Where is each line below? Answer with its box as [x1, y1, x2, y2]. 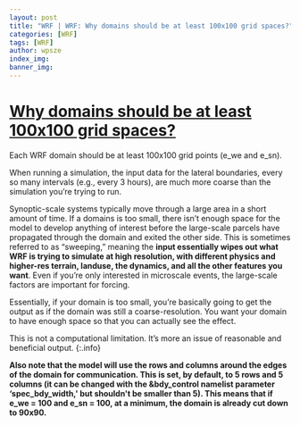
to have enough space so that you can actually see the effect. [9, 315, 237, 326]
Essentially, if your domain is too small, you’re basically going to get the [9, 296, 272, 307]
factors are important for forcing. [9, 279, 130, 290]
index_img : [9, 54, 50, 63]
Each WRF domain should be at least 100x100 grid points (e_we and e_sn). [9, 149, 283, 161]
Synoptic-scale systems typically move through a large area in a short [9, 203, 267, 214]
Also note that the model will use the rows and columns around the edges [9, 359, 287, 371]
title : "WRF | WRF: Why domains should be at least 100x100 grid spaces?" [9, 21, 294, 30]
